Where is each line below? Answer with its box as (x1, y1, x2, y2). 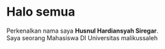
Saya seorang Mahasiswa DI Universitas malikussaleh (6, 33, 158, 42)
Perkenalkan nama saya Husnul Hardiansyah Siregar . (6, 27, 159, 35)
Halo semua (6, 4, 76, 20)
